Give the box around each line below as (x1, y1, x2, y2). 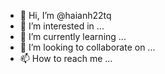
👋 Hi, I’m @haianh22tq (19, 10, 112, 21)
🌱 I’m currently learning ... (19, 31, 127, 42)
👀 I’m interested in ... (19, 20, 105, 32)
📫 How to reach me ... (19, 53, 113, 64)
